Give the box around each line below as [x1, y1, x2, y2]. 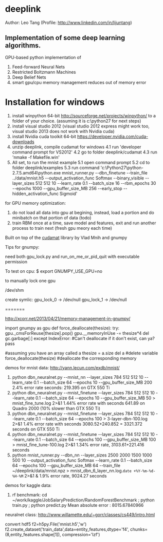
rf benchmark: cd [12, 492, 47, 498]
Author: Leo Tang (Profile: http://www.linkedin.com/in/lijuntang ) [5, 20, 132, 25]
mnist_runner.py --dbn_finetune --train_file [61, 170, 148, 175]
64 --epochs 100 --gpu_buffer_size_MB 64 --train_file [12, 462, 121, 468]
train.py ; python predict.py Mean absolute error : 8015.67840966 [12, 502, 144, 508]
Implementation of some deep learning [5, 34, 125, 42]
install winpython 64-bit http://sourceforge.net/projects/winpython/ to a [12, 112, 156, 118]
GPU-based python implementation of [5, 54, 81, 60]
